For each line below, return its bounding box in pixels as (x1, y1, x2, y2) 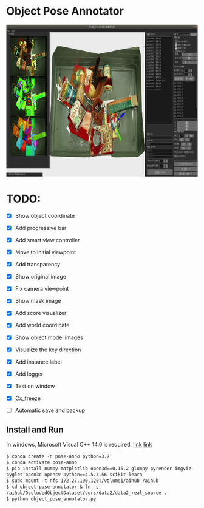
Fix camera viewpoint (15, 285, 69, 293)
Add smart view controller (15, 237, 80, 243)
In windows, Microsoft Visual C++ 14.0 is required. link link (6, 441, 152, 448)
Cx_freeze (15, 395, 41, 402)
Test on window (15, 382, 55, 390)
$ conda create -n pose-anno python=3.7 (6, 453, 110, 459)
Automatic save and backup (15, 407, 86, 414)
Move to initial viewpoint (15, 249, 76, 256)
